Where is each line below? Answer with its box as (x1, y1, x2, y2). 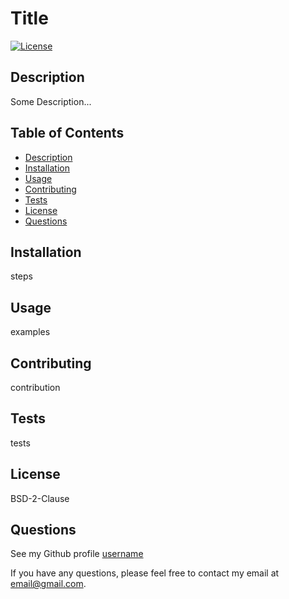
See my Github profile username (10, 548, 144, 560)
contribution (10, 382, 61, 393)
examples (10, 326, 51, 338)
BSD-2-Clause (10, 492, 70, 504)
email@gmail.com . (10, 578, 87, 590)
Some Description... (10, 95, 92, 107)
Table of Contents (10, 125, 125, 142)
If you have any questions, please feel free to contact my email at (10, 567, 280, 579)
